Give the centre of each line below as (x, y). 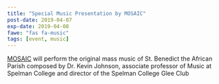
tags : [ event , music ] (38, 39)
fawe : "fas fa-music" (38, 33)
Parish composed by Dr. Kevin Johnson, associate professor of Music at (109, 66)
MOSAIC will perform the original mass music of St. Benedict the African (110, 59)
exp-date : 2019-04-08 (38, 26)
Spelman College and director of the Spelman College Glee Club (98, 74)
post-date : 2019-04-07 (40, 20)
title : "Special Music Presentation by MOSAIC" (77, 13)
